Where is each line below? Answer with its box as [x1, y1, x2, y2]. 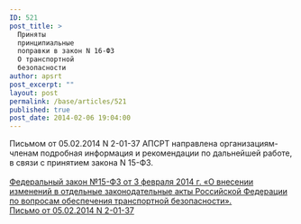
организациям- [219, 139, 279, 149]
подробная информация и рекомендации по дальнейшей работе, [40, 148, 293, 158]
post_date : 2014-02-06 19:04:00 [9, 113, 131, 122]
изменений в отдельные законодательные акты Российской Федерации [9, 186, 288, 197]
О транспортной [17, 55, 75, 64]
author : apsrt [9, 72, 63, 81]
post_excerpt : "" [9, 80, 75, 89]
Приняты [17, 30, 47, 39]
